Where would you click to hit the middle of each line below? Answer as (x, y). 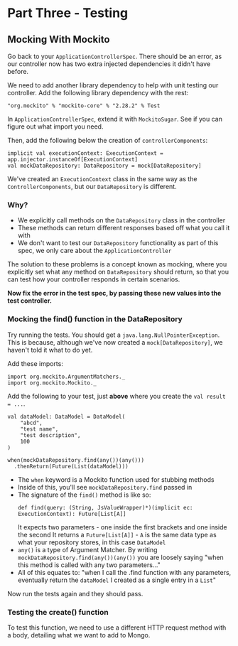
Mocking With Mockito (59, 39)
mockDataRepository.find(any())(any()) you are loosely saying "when (120, 557)
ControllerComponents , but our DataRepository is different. (92, 187)
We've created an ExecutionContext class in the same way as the (102, 179)
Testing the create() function (58, 612)
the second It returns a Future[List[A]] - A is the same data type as (117, 534)
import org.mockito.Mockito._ (52, 383)
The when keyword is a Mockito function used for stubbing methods (116, 479)
